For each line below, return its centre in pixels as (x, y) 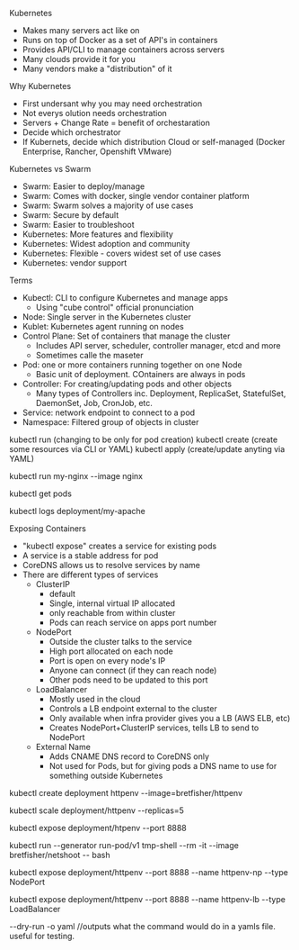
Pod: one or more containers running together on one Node (132, 365)
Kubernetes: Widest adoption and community (106, 244)
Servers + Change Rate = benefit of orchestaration (116, 122)
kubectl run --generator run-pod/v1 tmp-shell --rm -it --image (124, 845)
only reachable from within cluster (112, 613)
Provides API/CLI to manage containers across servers (123, 50)
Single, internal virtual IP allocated (112, 603)
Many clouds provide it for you (79, 59)
